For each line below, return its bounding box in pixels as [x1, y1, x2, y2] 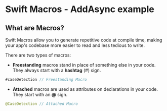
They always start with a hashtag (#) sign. [12, 67, 101, 73]
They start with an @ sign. [12, 91, 68, 97]
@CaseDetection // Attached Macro [5, 101, 78, 106]
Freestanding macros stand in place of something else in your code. [12, 62, 156, 68]
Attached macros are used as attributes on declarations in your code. [12, 86, 158, 92]
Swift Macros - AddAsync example [5, 4, 154, 15]
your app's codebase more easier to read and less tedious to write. [5, 42, 145, 48]
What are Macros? [5, 24, 64, 32]
